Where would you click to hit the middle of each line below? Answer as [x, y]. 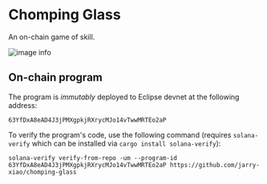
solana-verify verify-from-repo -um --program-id [93, 158]
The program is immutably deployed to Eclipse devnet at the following [124, 97]
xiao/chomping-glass [43, 172]
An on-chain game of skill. [52, 37]
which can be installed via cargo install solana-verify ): [126, 143]
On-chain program [55, 78]
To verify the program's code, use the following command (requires [120, 134]
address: [23, 105]
